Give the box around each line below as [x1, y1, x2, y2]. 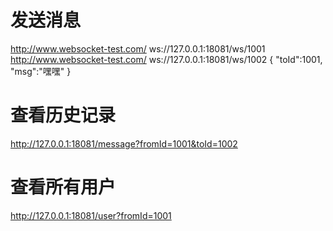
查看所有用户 [10, 176, 117, 199]
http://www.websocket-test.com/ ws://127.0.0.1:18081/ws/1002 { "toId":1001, [10, 53, 323, 65]
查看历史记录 [10, 104, 117, 127]
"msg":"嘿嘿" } [10, 65, 72, 77]
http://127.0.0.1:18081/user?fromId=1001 [10, 209, 172, 221]
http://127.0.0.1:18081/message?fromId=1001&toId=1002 [10, 137, 238, 150]
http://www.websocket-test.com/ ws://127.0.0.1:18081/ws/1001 [10, 42, 266, 55]
